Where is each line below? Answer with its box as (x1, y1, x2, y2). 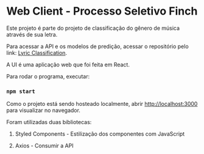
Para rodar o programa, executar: (6, 72, 90, 80)
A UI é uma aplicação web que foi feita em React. (6, 61, 130, 68)
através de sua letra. (6, 30, 58, 38)
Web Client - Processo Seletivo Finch (6, 4, 198, 18)
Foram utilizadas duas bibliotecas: (6, 119, 92, 126)
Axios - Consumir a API (15, 142, 74, 150)
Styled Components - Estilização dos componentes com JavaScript (15, 130, 185, 138)
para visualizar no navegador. (6, 107, 81, 114)
